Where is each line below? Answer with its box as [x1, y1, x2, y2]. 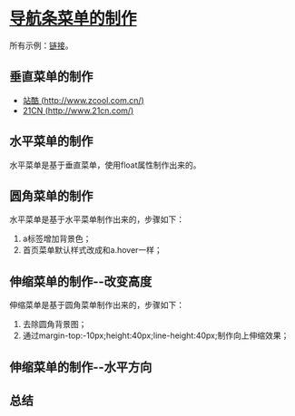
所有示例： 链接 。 [9, 40, 74, 51]
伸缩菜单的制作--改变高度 [9, 274, 152, 289]
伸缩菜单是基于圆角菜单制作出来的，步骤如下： [9, 300, 184, 311]
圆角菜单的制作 [9, 188, 93, 204]
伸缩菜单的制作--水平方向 [9, 359, 152, 374]
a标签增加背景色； [22, 233, 92, 245]
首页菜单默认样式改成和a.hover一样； [22, 245, 163, 256]
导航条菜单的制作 [9, 8, 138, 29]
